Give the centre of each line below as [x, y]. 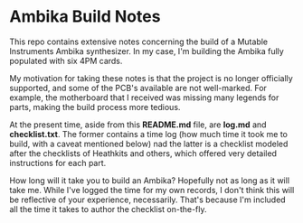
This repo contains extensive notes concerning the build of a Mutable [139, 42]
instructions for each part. [58, 163]
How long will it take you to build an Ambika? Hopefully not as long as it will [150, 180]
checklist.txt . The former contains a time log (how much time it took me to [148, 134]
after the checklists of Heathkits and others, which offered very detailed [143, 153]
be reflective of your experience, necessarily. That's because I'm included [148, 200]
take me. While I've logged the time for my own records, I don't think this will [152, 190]
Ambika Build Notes [85, 17]
